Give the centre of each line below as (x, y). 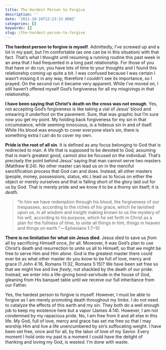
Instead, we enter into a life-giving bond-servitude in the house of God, (78, 275)
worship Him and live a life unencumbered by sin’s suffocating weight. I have (83, 326)
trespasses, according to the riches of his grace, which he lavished (86, 207)
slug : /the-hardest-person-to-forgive (45, 33)
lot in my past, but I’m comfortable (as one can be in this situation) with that (82, 52)
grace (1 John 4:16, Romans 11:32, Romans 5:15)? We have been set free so (82, 264)
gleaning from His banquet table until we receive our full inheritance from (80, 280)
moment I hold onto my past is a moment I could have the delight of (74, 337)
